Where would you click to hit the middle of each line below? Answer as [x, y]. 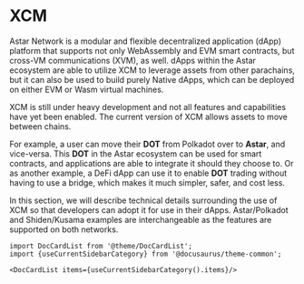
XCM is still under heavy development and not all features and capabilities [148, 106]
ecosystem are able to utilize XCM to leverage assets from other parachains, [152, 70]
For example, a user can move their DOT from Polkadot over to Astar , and [147, 144]
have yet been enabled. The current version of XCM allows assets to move [149, 117]
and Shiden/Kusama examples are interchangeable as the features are [141, 219]
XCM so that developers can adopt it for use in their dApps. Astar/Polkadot [149, 209]
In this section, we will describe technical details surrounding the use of [143, 200]
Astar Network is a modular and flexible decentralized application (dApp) [146, 41]
